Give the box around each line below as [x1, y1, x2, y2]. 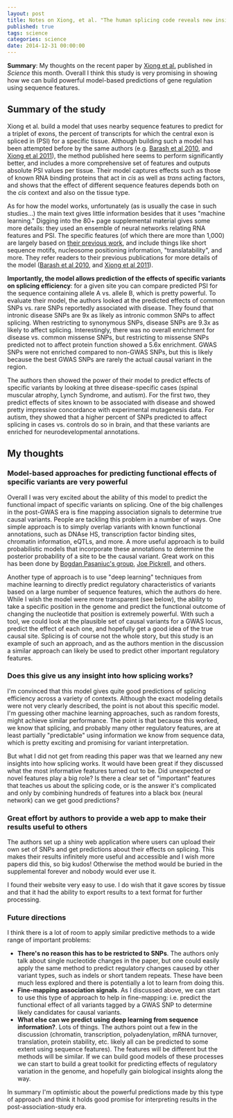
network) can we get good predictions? [7, 796, 120, 805]
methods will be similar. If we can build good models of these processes [17, 1052, 224, 1061]
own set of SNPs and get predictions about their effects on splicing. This [7, 845, 215, 854]
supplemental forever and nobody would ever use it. [7, 868, 157, 876]
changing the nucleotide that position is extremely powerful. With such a [7, 610, 214, 618]
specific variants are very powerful [7, 477, 128, 487]
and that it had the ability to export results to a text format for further [7, 888, 203, 897]
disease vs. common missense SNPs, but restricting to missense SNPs [7, 333, 209, 341]
